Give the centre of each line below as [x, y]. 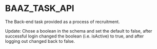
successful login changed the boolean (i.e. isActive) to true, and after [74, 36]
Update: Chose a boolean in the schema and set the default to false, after [79, 31]
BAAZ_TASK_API [40, 8]
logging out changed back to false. [40, 41]
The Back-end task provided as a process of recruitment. [63, 22]
